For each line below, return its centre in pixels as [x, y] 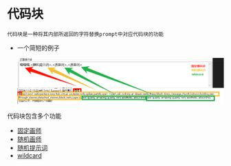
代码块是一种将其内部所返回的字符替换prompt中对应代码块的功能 [86, 34]
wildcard [30, 156]
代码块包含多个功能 [34, 116]
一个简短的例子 [38, 48]
